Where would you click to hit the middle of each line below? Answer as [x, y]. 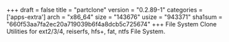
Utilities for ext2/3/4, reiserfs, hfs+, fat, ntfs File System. [86, 31]
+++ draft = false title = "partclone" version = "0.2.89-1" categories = [105, 10]
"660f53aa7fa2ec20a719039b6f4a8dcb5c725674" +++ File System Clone [112, 24]
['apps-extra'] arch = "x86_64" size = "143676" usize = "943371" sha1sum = [115, 17]
